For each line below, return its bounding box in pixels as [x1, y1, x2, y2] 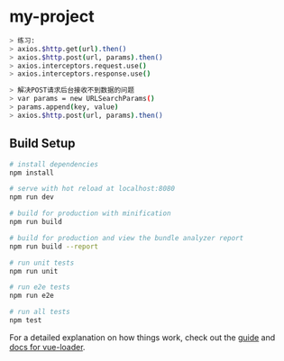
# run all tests [9, 308, 70, 317]
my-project [9, 6, 95, 27]
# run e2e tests [9, 283, 70, 292]
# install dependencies [9, 159, 99, 168]
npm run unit [9, 266, 59, 275]
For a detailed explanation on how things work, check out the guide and [9, 331, 276, 343]
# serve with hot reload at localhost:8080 [9, 185, 176, 194]
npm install [9, 168, 54, 177]
